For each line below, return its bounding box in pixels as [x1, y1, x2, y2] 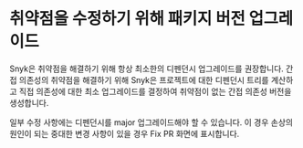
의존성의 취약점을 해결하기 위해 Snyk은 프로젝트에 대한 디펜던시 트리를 [18, 74, 269, 85]
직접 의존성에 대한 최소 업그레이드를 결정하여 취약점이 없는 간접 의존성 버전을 [18, 86, 292, 97]
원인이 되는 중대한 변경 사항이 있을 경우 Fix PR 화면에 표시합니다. [9, 128, 240, 139]
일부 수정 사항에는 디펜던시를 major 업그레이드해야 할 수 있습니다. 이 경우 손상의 [9, 116, 294, 128]
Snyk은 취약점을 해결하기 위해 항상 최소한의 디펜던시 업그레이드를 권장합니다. [9, 63, 285, 74]
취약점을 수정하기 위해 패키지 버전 [9, 8, 246, 29]
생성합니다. [9, 97, 49, 108]
